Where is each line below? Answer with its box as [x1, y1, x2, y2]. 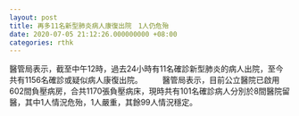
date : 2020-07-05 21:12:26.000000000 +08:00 [9, 29, 178, 38]
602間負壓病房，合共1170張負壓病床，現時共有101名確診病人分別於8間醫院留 [9, 86, 290, 96]
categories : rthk [9, 37, 74, 47]
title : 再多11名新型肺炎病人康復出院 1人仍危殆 [9, 21, 170, 30]
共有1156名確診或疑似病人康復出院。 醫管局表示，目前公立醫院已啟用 [9, 75, 280, 86]
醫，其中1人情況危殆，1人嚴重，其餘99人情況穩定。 [9, 97, 198, 108]
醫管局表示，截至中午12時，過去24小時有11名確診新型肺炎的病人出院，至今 [9, 63, 284, 74]
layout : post [9, 12, 58, 22]
